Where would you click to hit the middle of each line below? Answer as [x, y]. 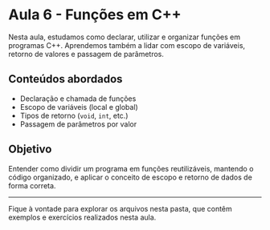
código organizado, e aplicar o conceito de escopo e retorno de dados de [131, 177]
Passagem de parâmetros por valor [78, 124]
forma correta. [32, 185]
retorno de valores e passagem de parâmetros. [86, 54]
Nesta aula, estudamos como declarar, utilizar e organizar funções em [125, 37]
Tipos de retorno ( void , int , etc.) [74, 115]
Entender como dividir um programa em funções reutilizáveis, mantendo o [131, 168]
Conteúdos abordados [65, 79]
